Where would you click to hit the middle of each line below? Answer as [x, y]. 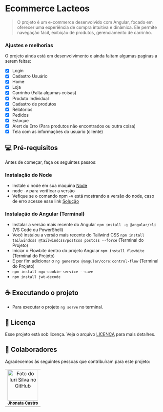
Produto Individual [31, 98]
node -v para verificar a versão [43, 191]
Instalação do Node [29, 175]
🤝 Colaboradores [31, 349]
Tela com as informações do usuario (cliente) [58, 131]
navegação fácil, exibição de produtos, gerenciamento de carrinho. [84, 32]
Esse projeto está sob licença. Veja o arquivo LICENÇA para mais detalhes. [80, 335]
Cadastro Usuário [30, 76]
